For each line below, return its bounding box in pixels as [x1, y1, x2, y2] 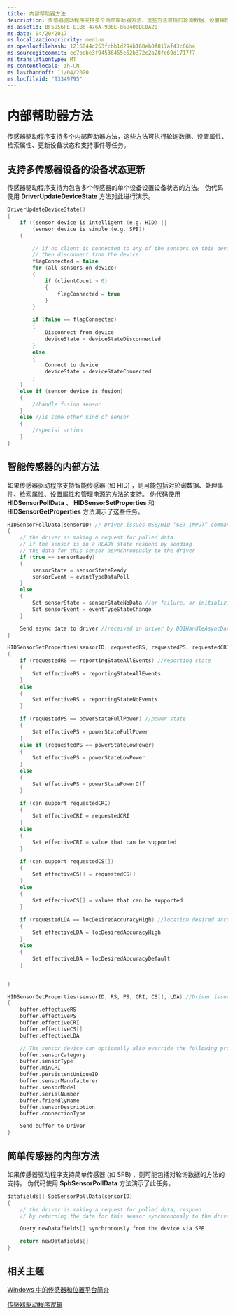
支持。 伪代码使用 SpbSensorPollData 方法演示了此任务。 [7, 1178, 175, 1187]
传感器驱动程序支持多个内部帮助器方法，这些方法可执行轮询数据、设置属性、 [7, 132, 228, 141]
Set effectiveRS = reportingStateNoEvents [32, 696, 158, 703]
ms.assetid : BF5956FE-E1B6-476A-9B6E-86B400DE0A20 [7, 23, 158, 30]
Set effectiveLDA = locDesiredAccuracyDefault [32, 955, 171, 962]
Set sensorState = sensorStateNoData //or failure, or [32, 600, 196, 607]
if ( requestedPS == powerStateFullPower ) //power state [20, 715, 187, 722]
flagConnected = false [32, 258, 99, 265]
